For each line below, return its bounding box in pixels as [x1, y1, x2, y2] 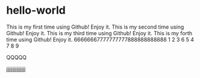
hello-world [6, 4, 66, 17]
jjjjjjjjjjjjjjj [6, 65, 26, 72]
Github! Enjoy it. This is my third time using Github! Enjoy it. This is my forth [6, 29, 193, 36]
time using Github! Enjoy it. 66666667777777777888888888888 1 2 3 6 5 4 [6, 36, 195, 43]
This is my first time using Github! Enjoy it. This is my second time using [6, 23, 184, 30]
